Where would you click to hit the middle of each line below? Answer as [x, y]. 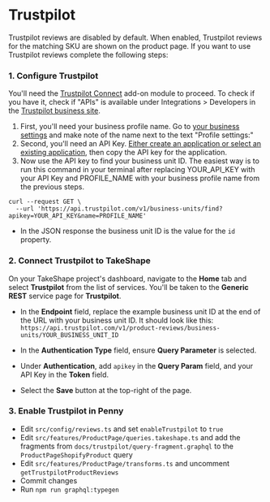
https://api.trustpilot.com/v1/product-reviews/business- [120, 328]
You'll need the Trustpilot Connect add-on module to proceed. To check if [132, 93]
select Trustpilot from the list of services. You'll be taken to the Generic [129, 287]
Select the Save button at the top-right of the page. [106, 390]
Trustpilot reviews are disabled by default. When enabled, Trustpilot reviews [135, 37]
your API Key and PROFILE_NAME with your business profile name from [140, 178]
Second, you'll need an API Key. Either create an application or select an [141, 144]
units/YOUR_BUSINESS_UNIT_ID [69, 335]
